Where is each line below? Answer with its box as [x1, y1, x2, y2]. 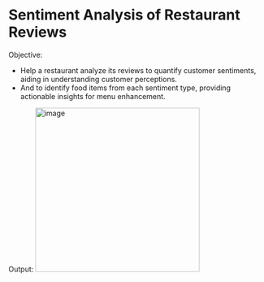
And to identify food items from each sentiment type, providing [19, 83, 232, 93]
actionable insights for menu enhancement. [19, 91, 166, 101]
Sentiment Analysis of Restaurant [8, 6, 241, 24]
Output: [8, 264, 34, 274]
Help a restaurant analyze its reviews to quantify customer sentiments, [19, 65, 257, 75]
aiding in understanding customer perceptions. [19, 74, 177, 84]
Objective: [8, 50, 43, 59]
